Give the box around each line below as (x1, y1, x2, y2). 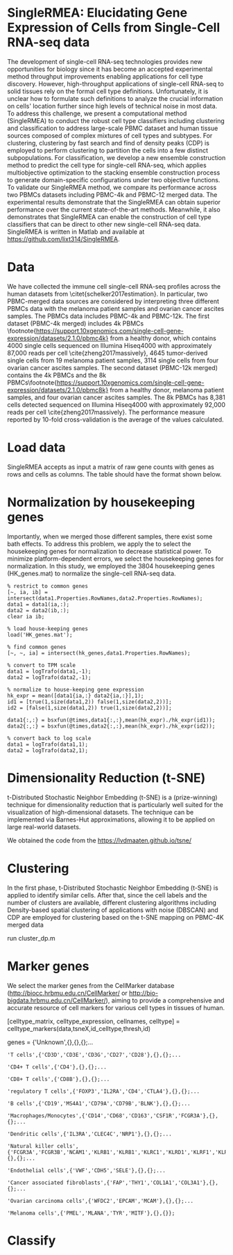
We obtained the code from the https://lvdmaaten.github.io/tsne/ (7, 836, 192, 845)
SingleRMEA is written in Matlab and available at (7, 227, 145, 236)
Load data (7, 440, 66, 456)
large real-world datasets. (7, 822, 81, 831)
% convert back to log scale (7, 735, 92, 742)
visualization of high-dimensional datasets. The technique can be (7, 808, 194, 816)
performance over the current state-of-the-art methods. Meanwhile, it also (7, 205, 221, 214)
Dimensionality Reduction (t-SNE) (7, 770, 206, 785)
